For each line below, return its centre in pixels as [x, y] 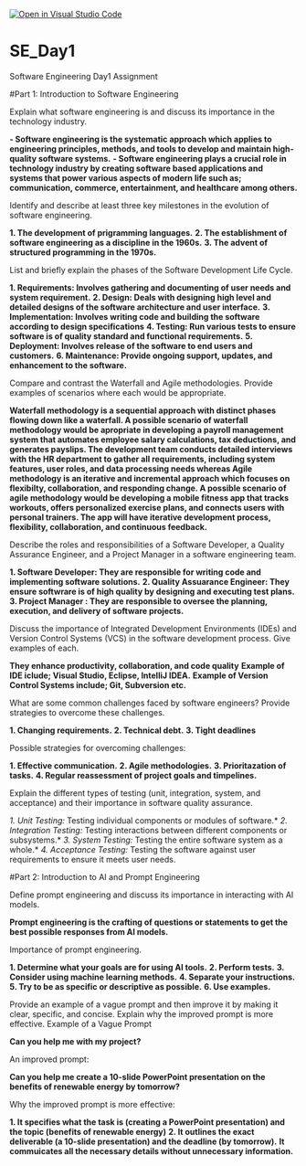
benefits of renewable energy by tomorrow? [95, 1086]
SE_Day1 [42, 51]
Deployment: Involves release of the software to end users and [131, 345]
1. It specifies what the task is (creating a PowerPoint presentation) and [148, 1122]
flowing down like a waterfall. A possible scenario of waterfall [129, 419]
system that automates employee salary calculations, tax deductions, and [153, 440]
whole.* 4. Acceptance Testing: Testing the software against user [133, 849]
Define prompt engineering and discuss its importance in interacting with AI [152, 895]
